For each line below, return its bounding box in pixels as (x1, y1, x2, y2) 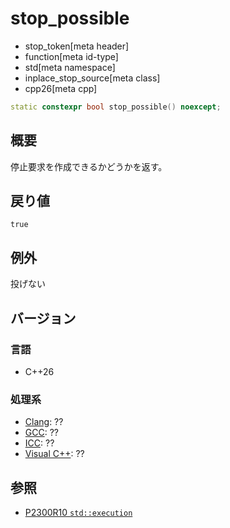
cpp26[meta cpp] (24, 82, 98, 94)
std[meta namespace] (24, 61, 116, 73)
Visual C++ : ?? (24, 448, 85, 460)
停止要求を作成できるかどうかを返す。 (10, 160, 168, 172)
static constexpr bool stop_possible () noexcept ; (10, 102, 222, 112)
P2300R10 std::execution (24, 507, 133, 519)
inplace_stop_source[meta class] (24, 72, 161, 84)
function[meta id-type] (24, 50, 119, 62)
